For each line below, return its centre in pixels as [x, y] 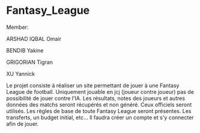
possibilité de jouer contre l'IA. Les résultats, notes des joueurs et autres [95, 98]
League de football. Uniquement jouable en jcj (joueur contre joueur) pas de [100, 91]
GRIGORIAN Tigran [29, 62]
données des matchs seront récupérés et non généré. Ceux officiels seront [99, 104]
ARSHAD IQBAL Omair [34, 39]
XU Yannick [20, 73]
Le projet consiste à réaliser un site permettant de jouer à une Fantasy [93, 85]
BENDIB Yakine [25, 50]
